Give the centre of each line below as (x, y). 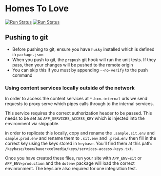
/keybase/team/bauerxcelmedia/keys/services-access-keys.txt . (69, 149)
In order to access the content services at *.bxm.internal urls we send (76, 99)
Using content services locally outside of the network (70, 88)
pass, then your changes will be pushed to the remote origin (72, 65)
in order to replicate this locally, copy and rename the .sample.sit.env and (80, 133)
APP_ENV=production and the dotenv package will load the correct (70, 163)
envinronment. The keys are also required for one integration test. (71, 169)
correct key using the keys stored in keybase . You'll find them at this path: (79, 143)
